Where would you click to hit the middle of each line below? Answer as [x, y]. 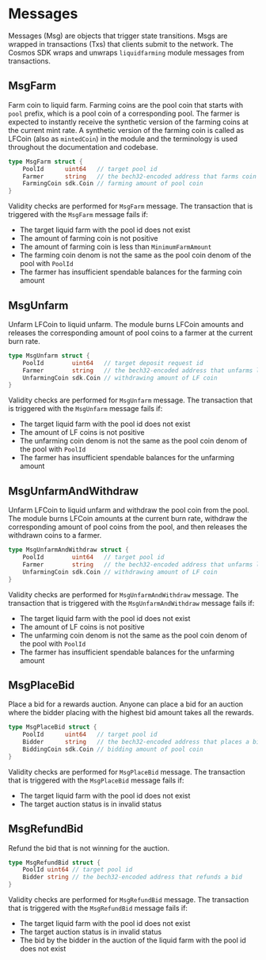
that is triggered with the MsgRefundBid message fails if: [98, 908]
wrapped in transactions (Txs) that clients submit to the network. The [121, 44]
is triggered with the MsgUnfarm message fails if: [85, 409]
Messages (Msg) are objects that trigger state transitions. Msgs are [118, 36]
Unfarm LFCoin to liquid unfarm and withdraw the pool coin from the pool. [129, 510]
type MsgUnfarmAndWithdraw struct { [68, 550]
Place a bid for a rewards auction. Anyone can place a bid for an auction [126, 704]
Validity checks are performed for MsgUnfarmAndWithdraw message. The [123, 594]
